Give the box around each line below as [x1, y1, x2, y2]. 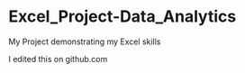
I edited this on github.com [8, 53, 108, 64]
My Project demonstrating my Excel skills [8, 36, 161, 47]
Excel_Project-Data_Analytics [8, 6, 237, 27]
